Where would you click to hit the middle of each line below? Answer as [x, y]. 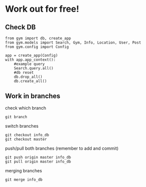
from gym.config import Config [37, 47]
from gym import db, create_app [38, 38]
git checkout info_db [27, 135]
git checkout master [26, 139]
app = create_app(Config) [31, 55]
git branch [16, 117]
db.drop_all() [28, 77]
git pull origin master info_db [38, 162]
